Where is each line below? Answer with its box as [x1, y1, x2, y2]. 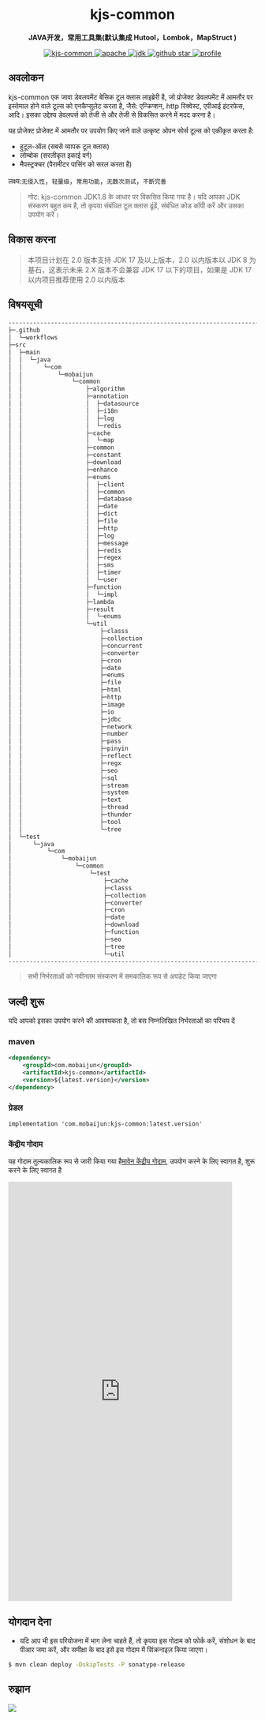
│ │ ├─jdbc [8, 715, 122, 723]
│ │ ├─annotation [8, 392, 129, 400]
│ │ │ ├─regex [8, 554, 122, 562]
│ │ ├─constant [8, 452, 122, 459]
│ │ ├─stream [8, 781, 129, 789]
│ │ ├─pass [8, 737, 122, 745]
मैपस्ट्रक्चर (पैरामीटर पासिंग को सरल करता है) [19, 159, 132, 169]
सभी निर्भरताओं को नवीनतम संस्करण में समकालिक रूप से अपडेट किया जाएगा [27, 972, 217, 981]
